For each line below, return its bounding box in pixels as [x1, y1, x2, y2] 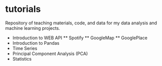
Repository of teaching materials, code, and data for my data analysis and [5, 20, 157, 26]
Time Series [12, 45, 37, 51]
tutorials [5, 3, 41, 15]
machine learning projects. [5, 25, 60, 31]
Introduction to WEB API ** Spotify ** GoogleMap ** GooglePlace [12, 35, 147, 41]
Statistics [12, 56, 32, 62]
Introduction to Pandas [12, 40, 59, 46]
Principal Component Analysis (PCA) [12, 51, 88, 57]
